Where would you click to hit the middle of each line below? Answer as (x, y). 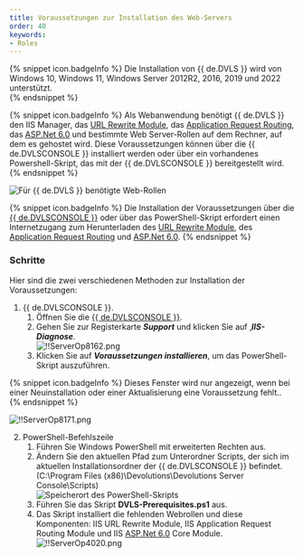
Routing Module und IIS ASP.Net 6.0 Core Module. (129, 533)
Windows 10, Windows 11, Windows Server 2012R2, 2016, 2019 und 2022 (145, 79)
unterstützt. (31, 88)
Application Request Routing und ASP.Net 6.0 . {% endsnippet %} (130, 237)
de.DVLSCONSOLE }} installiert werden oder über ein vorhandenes (134, 154)
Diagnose (55, 336)
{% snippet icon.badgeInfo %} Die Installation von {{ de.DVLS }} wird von (146, 69)
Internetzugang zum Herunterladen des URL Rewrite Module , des (131, 227)
